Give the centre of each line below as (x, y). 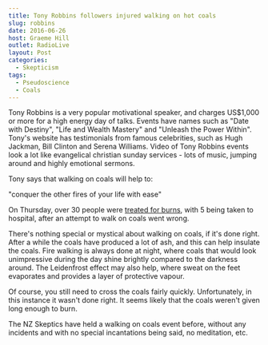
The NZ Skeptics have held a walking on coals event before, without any (127, 324)
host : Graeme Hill (39, 38)
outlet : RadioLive (39, 46)
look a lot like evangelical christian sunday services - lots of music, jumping (133, 155)
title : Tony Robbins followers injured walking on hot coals (112, 16)
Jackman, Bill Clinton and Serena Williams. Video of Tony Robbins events (129, 147)
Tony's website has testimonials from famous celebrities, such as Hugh (126, 138)
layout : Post (30, 53)
